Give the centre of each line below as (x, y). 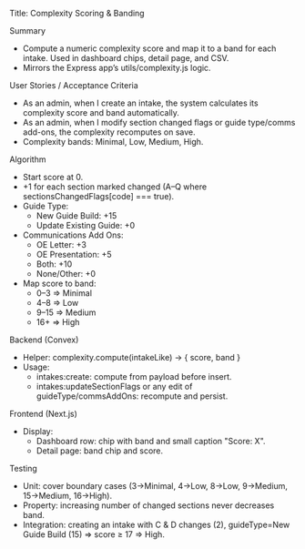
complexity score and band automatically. (101, 112)
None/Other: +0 (66, 274)
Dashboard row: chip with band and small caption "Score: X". (151, 441)
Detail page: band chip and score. (100, 451)
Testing (24, 468)
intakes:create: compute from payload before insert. (134, 376)
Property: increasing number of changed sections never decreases (148, 505)
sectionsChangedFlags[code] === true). (98, 196)
